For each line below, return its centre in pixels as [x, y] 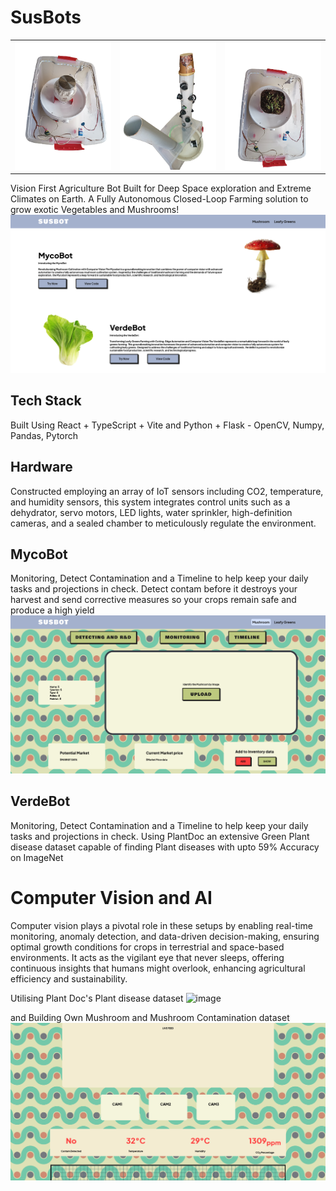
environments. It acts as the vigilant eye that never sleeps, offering [147, 957]
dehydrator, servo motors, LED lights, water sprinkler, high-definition [151, 512]
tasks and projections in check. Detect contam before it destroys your [154, 589]
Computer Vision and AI [111, 897]
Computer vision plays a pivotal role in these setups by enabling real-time [161, 925]
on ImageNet [37, 857]
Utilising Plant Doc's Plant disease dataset [97, 998]
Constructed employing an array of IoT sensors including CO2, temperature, [167, 491]
